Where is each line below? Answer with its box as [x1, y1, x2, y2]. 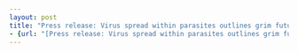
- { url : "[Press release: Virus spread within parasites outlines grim [9, 29, 279, 38]
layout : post [9, 12, 58, 22]
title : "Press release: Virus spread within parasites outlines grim [9, 21, 272, 30]
